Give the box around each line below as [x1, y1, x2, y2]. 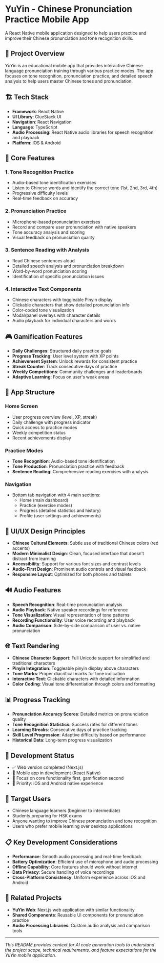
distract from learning [12, 556, 56, 562]
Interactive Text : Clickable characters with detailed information [12, 676, 140, 682]
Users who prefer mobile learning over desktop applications [12, 823, 133, 829]
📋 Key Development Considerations [5, 838, 118, 846]
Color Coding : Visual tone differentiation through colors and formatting [12, 681, 155, 687]
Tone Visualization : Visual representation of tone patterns [12, 612, 130, 618]
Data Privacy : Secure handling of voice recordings [12, 869, 115, 875]
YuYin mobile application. [5, 952, 57, 958]
